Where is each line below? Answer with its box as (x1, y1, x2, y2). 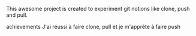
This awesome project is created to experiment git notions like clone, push (6, 5, 190, 12)
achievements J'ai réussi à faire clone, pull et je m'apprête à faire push (6, 23, 181, 30)
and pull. (6, 11, 28, 19)
